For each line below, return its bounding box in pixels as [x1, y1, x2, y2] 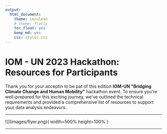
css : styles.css [14, 35, 48, 40]
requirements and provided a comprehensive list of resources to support [5, 99, 154, 105]
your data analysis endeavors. [5, 104, 67, 110]
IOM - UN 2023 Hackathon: [5, 57, 120, 67]
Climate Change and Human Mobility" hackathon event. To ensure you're [5, 88, 158, 94]
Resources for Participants [5, 67, 118, 78]
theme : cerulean [14, 16, 48, 21]
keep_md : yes [14, 30, 41, 35]
